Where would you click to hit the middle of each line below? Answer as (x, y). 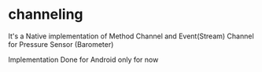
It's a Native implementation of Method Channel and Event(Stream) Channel (131, 36)
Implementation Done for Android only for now (83, 59)
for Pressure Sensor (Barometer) (61, 44)
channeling (46, 14)
